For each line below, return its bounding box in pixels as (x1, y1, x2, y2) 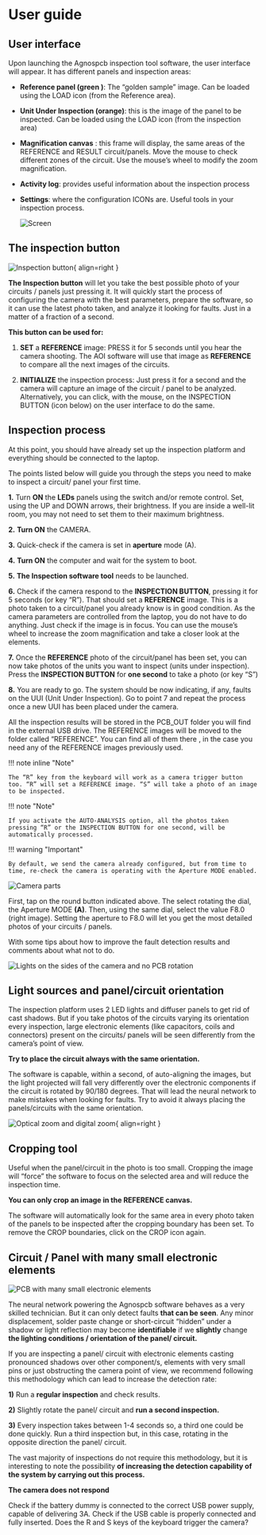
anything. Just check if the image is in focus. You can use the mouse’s (8, 620, 238, 629)
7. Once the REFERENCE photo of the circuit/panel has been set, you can (8, 653, 248, 662)
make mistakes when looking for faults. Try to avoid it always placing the (8, 1095, 246, 1104)
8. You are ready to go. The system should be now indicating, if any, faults (8, 684, 252, 694)
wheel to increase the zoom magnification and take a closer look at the (8, 629, 240, 638)
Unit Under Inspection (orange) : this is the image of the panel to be (19, 106, 242, 115)
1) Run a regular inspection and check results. (8, 1390, 160, 1400)
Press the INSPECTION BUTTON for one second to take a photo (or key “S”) (8, 669, 259, 679)
